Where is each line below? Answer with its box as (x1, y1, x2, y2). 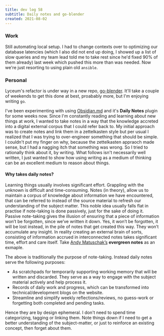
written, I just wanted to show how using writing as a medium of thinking (5, 155, 152, 160)
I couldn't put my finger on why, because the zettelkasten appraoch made (5, 139, 155, 145)
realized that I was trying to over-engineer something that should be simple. (5, 133, 159, 140)
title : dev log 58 (5, 7, 43, 12)
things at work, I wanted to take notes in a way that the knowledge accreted (5, 118, 159, 124)
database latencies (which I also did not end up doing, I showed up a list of (5, 49, 156, 54)
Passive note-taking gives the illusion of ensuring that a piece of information (5, 213, 160, 219)
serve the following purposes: (5, 259, 65, 265)
